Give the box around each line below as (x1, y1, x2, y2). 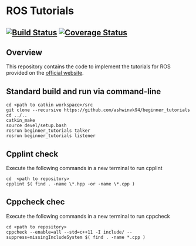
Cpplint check (6, 149, 59, 159)
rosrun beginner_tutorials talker (6, 128, 91, 134)
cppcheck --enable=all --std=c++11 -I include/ (6, 229, 125, 235)
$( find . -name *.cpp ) (85, 234, 146, 240)
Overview (6, 47, 43, 57)
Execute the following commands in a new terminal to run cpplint (6, 165, 163, 172)
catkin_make (6, 118, 35, 124)
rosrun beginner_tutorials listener (6, 133, 96, 139)
